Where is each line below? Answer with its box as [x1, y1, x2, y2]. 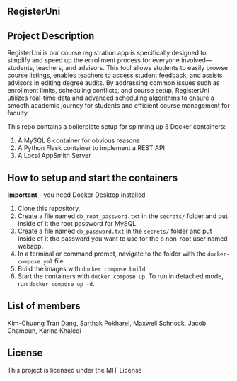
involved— [181, 56, 212, 64]
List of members [7, 300, 81, 312]
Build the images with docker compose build [17, 265, 146, 273]
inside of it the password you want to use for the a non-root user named [17, 234, 228, 243]
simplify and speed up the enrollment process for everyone [7, 56, 180, 64]
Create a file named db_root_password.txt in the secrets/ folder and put [17, 212, 229, 220]
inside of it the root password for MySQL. [17, 220, 138, 228]
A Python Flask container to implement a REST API [17, 144, 165, 152]
